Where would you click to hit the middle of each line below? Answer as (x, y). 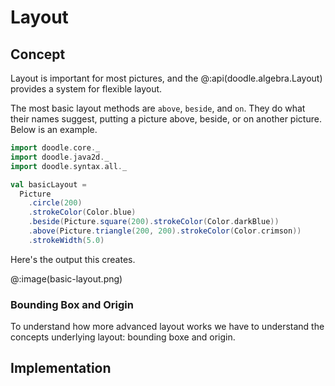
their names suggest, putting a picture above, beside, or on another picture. (166, 119)
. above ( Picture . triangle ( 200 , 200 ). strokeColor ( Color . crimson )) (165, 231)
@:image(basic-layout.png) (66, 278)
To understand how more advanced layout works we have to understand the (167, 327)
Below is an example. (54, 129)
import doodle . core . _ (55, 148)
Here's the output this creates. (73, 259)
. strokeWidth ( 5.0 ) (66, 240)
